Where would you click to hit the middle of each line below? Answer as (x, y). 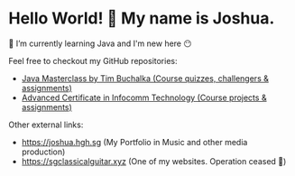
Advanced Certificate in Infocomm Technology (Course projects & (144, 97)
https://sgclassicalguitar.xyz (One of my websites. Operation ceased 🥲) (154, 161)
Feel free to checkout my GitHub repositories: (93, 60)
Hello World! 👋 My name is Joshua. (142, 19)
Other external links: (46, 125)
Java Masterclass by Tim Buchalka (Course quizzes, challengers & (145, 78)
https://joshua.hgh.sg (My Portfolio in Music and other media (134, 142)
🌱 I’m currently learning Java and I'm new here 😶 (100, 43)
